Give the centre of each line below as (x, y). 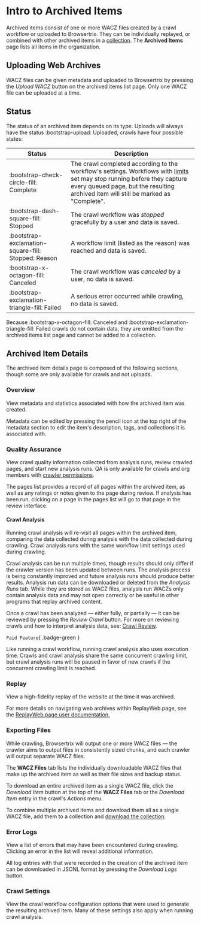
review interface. (27, 506)
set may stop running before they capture (129, 178)
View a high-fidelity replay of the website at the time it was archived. (91, 697)
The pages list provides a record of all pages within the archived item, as (96, 486)
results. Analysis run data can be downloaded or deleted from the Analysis (98, 583)
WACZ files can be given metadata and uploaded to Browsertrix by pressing (100, 80)
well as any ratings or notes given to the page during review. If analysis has (99, 493)
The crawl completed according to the (124, 164)
